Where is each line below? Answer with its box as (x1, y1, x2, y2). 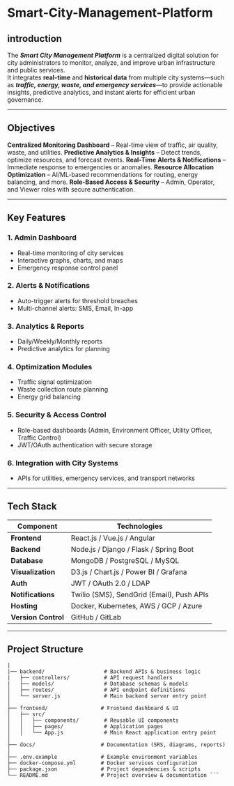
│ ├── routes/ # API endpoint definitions (7, 686, 186, 693)
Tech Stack (7, 500, 57, 513)
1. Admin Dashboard (7, 233, 77, 242)
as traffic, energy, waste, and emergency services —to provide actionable (7, 81, 223, 88)
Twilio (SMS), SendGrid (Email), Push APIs (70, 589, 209, 599)
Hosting (10, 601, 38, 610)
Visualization (10, 567, 56, 576)
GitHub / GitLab (70, 612, 122, 622)
